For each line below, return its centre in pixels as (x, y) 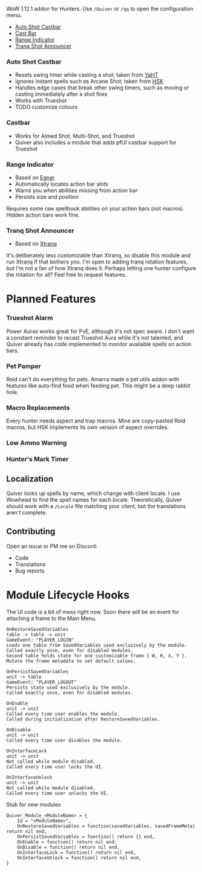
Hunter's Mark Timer (37, 459)
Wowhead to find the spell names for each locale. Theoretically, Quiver (94, 499)
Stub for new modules (34, 804)
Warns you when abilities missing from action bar (76, 190)
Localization (30, 479)
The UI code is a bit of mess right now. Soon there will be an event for (93, 612)
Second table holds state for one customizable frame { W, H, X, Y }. (97, 656)
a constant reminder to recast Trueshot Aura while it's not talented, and (95, 337)
